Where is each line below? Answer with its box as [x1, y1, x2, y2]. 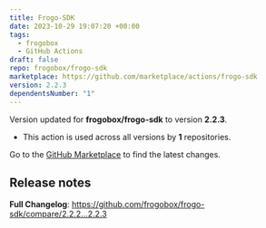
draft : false [9, 55, 59, 64]
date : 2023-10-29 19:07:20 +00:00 [9, 22, 141, 31]
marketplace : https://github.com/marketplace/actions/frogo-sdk [9, 72, 258, 81]
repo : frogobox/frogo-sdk [9, 64, 107, 73]
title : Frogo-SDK [9, 13, 75, 23]
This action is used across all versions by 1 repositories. [22, 131, 232, 142]
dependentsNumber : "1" [9, 89, 95, 98]
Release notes [9, 175, 92, 190]
